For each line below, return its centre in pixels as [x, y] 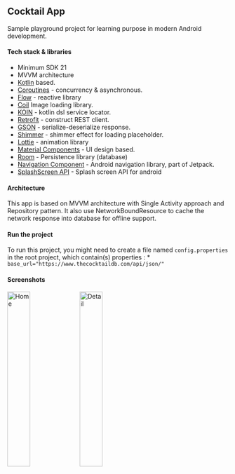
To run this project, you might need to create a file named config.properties [118, 250]
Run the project [30, 234]
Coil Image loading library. [55, 105]
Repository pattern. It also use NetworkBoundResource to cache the [106, 211]
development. [27, 36]
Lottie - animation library [53, 142]
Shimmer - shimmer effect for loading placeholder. [90, 135]
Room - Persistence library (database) [73, 157]
